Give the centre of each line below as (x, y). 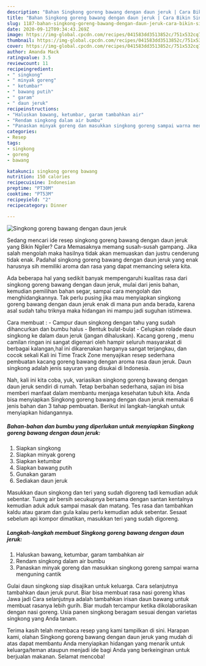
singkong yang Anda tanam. (42, 619)
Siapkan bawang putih (44, 468)
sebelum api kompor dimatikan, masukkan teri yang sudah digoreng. (93, 519)
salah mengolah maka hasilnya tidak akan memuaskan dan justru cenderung (103, 253)
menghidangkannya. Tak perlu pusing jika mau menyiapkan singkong (94, 297)
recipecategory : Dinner (37, 205)
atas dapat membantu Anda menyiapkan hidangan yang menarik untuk (96, 643)
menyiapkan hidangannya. (40, 412)
